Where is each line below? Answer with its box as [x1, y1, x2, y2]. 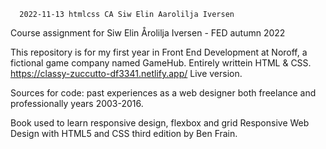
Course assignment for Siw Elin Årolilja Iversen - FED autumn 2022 [10, 27, 286, 39]
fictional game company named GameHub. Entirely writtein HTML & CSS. [10, 57, 312, 69]
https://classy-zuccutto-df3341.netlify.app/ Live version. [10, 68, 243, 79]
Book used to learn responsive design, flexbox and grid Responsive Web [10, 117, 310, 129]
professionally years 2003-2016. [10, 98, 144, 109]
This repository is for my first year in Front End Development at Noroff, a [10, 46, 308, 58]
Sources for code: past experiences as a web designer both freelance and [10, 87, 317, 99]
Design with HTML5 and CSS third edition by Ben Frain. [10, 128, 238, 139]
